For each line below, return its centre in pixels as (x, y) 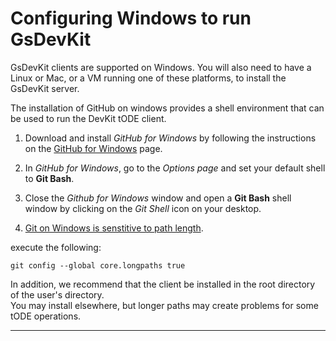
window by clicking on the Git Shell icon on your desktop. (143, 208)
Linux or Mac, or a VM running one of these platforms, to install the (148, 78)
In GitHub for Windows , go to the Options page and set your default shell (175, 168)
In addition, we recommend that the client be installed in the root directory (163, 284)
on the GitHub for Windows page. (93, 148)
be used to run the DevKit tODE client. (88, 118)
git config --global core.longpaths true (98, 265)
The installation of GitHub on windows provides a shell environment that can (167, 108)
